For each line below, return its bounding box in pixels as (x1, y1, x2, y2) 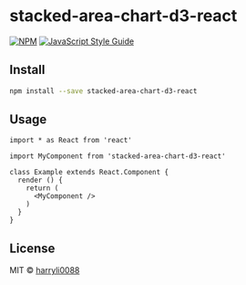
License (9, 240, 56, 256)
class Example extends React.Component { (9, 168, 169, 177)
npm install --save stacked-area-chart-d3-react (9, 86, 198, 96)
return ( (26, 184, 59, 193)
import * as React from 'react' (9, 136, 132, 145)
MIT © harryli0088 (9, 265, 80, 276)
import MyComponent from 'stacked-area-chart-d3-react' (9, 152, 226, 161)
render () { (17, 175, 64, 185)
